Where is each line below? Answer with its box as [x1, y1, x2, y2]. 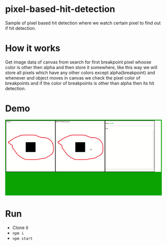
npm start [12, 236, 33, 242]
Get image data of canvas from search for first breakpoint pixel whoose [5, 59, 152, 65]
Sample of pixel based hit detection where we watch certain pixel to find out [5, 20, 161, 26]
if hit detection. [5, 25, 36, 31]
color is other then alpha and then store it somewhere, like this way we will [5, 64, 158, 70]
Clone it [12, 225, 29, 231]
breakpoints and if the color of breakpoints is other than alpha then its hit [5, 80, 155, 86]
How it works [5, 43, 61, 54]
